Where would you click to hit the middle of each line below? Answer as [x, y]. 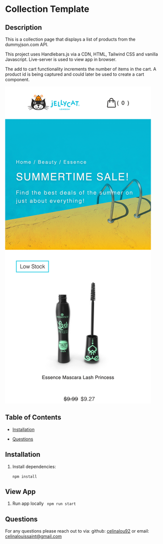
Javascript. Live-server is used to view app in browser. [61, 59]
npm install [24, 477]
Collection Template [47, 9]
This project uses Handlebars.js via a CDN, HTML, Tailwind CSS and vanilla [81, 54]
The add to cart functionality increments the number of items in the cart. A [81, 69]
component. [17, 80]
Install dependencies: [34, 466]
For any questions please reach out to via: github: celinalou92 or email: [77, 531]
